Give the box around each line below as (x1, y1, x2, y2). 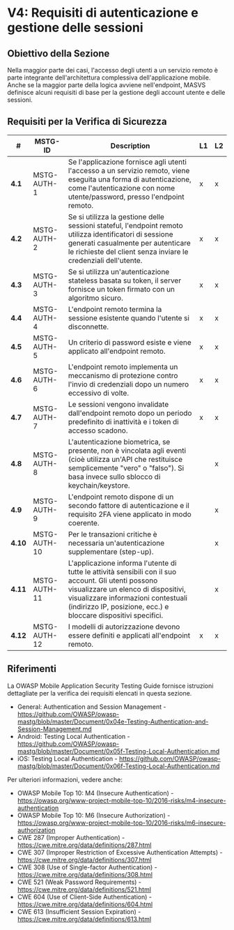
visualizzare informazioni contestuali (68, 593, 188, 603)
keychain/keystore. (68, 480, 130, 490)
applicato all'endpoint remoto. (68, 346, 166, 356)
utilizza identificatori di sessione (68, 229, 173, 239)
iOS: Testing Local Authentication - (17, 754, 118, 763)
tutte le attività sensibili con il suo (68, 567, 177, 576)
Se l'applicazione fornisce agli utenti (68, 157, 187, 167)
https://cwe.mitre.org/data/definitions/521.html (17, 885, 152, 894)
